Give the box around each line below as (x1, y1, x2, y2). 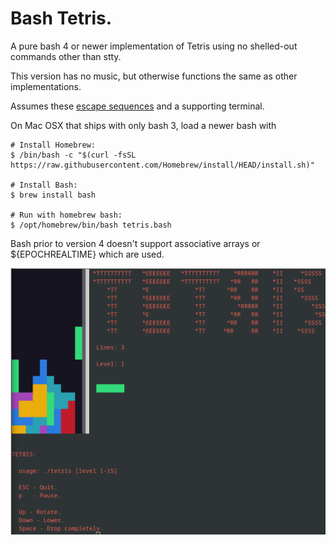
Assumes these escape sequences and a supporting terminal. (10, 100, 265, 112)
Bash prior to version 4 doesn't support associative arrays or (10, 237, 261, 249)
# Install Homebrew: (10, 140, 97, 150)
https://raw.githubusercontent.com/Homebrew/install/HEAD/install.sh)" (10, 160, 315, 170)
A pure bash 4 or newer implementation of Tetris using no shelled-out (10, 40, 298, 52)
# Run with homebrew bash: (10, 210, 123, 220)
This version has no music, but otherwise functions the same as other (10, 70, 298, 82)
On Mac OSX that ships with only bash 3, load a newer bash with (10, 119, 277, 131)
